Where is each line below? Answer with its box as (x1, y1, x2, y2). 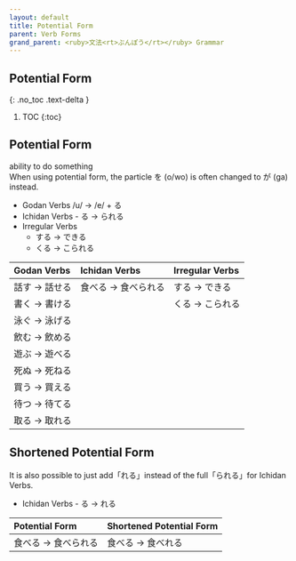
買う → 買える (13, 381, 72, 393)
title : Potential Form (9, 21, 93, 30)
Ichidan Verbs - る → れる (21, 498, 116, 509)
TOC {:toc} (21, 112, 62, 123)
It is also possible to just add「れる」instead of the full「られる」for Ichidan (9, 469, 287, 480)
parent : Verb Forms (9, 29, 82, 38)
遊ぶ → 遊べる (13, 348, 72, 360)
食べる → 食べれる (106, 536, 183, 549)
